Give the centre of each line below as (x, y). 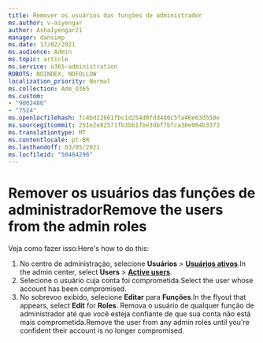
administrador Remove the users (116, 210)
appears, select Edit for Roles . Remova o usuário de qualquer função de (137, 306)
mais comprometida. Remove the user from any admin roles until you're (134, 323)
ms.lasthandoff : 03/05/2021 (54, 147)
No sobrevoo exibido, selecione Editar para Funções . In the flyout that (133, 297)
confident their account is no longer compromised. (102, 330)
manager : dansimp (37, 37)
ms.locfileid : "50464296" (50, 154)
